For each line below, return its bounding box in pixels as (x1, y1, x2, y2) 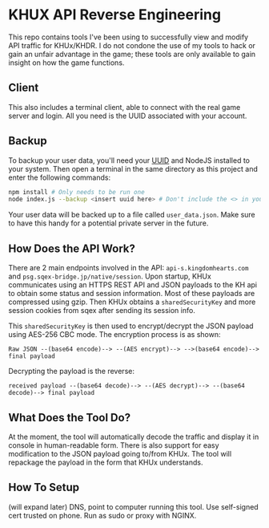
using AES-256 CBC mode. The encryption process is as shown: (8, 330, 221, 339)
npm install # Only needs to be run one (8, 188, 146, 196)
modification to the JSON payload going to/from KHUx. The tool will (8, 449, 232, 458)
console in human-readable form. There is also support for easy (8, 440, 219, 450)
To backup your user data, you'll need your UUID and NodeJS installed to (8, 155, 251, 165)
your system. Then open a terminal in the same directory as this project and (8, 164, 259, 173)
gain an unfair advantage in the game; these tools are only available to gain (8, 49, 256, 59)
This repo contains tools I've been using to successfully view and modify (8, 32, 249, 42)
